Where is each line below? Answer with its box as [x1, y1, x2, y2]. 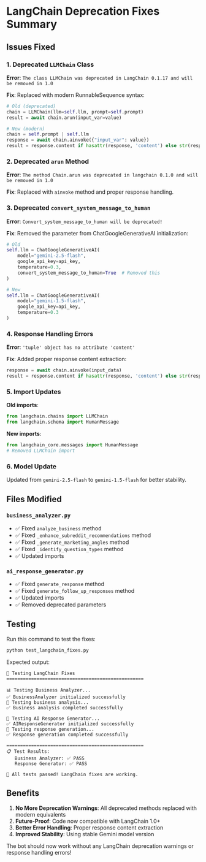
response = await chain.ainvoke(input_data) [6, 367, 122, 373]
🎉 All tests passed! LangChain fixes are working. [6, 771, 139, 777]
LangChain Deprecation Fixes [6, 4, 160, 18]
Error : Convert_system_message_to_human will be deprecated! [6, 218, 163, 225]
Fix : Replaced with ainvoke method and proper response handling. [6, 188, 174, 196]
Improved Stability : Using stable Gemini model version [15, 830, 154, 837]
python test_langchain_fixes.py [6, 647, 89, 654]
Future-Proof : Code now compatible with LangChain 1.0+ [15, 817, 161, 825]
